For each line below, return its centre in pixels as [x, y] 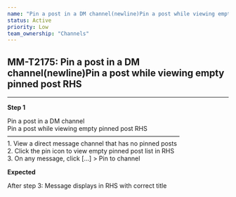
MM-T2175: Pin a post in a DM [74, 62]
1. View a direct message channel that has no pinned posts [92, 144]
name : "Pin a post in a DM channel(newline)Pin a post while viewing [111, 14]
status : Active [29, 20]
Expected [22, 172]
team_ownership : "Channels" [48, 33]
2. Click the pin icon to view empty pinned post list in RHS [91, 151]
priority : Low [28, 27]
